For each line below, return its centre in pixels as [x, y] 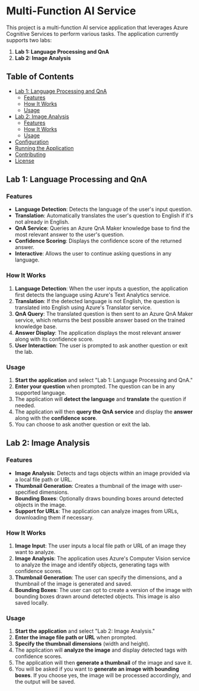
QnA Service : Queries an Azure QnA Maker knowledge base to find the [102, 228]
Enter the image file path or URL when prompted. [76, 637]
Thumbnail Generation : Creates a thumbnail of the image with [91, 485]
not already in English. [42, 222]
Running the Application [44, 148]
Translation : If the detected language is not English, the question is [97, 301]
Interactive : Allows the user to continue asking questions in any [93, 254]
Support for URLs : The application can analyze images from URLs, [97, 511]
